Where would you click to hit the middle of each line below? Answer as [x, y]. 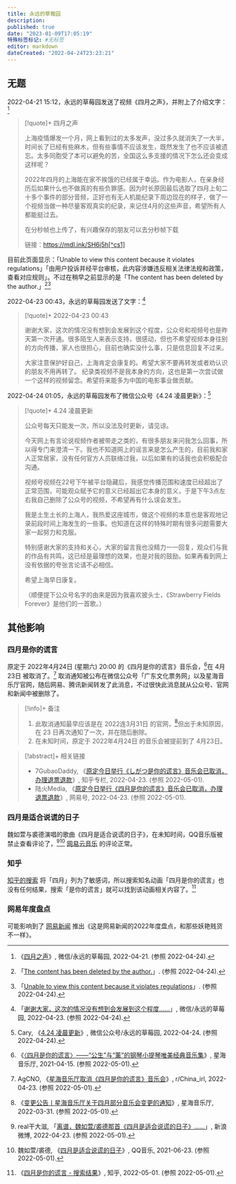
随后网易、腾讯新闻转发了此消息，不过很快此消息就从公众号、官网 [133, 684]
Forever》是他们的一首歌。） [65, 603]
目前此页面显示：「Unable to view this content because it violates [101, 259]
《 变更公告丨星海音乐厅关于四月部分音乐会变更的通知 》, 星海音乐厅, [116, 1102]
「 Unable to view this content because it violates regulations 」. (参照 [117, 986]
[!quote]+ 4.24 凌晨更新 [59, 410]
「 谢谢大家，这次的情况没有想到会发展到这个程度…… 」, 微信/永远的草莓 [121, 1009]
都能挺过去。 [43, 214]
